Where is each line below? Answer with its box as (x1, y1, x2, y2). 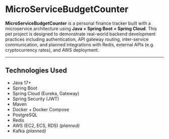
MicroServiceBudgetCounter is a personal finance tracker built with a (5, 20, 151, 26)
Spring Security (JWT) (12, 96, 59, 102)
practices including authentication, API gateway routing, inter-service (5, 36, 149, 42)
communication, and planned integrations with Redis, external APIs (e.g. (5, 41, 154, 47)
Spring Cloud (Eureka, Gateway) (12, 90, 79, 96)
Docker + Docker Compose (12, 106, 69, 112)
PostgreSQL (12, 112, 38, 118)
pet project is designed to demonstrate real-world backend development (5, 31, 156, 37)
